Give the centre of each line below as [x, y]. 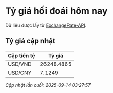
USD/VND [20, 64]
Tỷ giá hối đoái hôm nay [56, 11]
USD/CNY [20, 73]
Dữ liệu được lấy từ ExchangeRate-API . [46, 25]
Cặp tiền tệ [21, 55]
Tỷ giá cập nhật [30, 41]
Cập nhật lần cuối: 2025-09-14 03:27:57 [48, 85]
